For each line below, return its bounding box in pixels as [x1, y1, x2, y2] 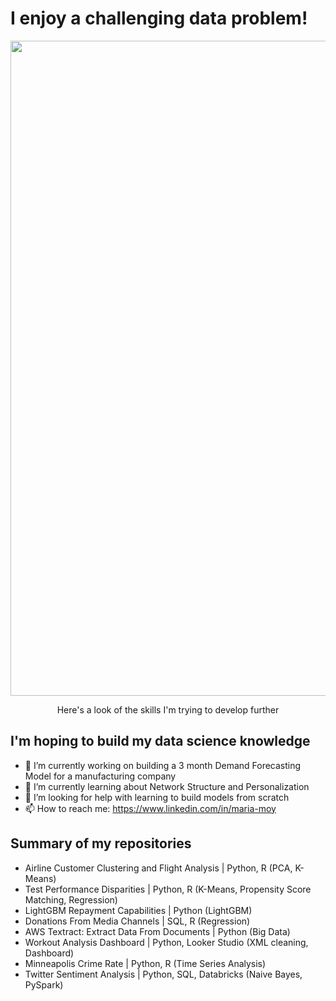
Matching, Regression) [24, 893, 118, 906]
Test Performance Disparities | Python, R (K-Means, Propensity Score [24, 883, 312, 895]
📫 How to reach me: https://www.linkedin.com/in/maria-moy [24, 802, 277, 814]
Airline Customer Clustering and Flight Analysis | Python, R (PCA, [24, 862, 293, 874]
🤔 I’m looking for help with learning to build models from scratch [24, 791, 290, 803]
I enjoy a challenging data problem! [10, 7, 308, 30]
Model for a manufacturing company [24, 770, 177, 782]
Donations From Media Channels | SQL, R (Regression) [24, 915, 251, 927]
